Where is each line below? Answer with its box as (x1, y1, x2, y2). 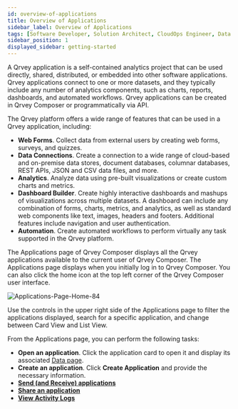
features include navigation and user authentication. (17, 219, 171, 228)
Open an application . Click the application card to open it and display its (17, 349, 231, 356)
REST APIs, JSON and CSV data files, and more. (17, 166, 159, 174)
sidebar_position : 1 (7, 37, 69, 44)
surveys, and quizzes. (17, 144, 83, 152)
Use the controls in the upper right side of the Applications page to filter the (7, 306, 230, 314)
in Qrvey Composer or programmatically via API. (7, 101, 150, 109)
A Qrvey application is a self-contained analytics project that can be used (7, 63, 223, 71)
